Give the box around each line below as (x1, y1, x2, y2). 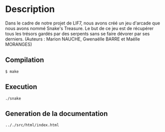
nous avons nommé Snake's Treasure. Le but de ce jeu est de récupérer (5, 25, 154, 31)
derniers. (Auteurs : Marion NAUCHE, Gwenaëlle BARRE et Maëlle (5, 36, 140, 42)
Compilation (5, 56, 44, 64)
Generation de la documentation (5, 109, 108, 118)
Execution (5, 82, 37, 91)
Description (5, 3, 55, 15)
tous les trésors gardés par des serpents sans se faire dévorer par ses (5, 30, 150, 36)
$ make (5, 69, 19, 74)
